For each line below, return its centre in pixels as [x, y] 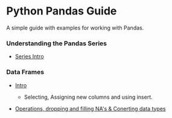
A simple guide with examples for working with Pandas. [75, 28]
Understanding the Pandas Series [57, 43]
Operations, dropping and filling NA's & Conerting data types [90, 108]
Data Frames [25, 72]
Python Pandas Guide [62, 11]
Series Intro [29, 57]
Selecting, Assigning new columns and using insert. [88, 97]
